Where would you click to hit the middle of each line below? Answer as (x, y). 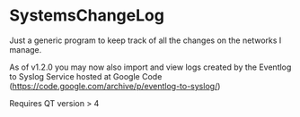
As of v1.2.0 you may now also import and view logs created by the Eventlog (150, 67)
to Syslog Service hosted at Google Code (86, 76)
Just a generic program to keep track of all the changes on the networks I (146, 40)
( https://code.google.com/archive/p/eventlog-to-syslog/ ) (115, 86)
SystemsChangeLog (87, 16)
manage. (26, 49)
